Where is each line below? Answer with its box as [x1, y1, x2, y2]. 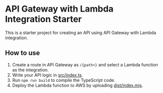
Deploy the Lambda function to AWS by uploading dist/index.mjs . [12, 82, 143, 88]
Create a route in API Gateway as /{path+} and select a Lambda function [12, 62, 159, 67]
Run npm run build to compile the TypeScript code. [12, 77, 116, 83]
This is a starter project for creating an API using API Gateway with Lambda [5, 30, 156, 35]
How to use [5, 49, 40, 57]
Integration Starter [5, 14, 82, 25]
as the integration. [12, 67, 49, 73]
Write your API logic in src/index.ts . [12, 72, 83, 78]
